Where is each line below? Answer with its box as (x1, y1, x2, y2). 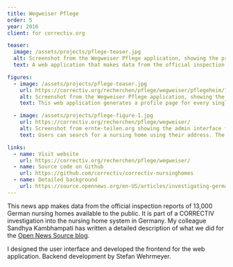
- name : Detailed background (13, 176, 98, 184)
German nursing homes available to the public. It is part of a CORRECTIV (7, 209, 215, 217)
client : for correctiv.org (7, 29, 85, 37)
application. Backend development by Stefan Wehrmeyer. (7, 252, 171, 260)
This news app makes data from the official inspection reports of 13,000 (7, 202, 213, 210)
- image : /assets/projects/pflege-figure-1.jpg (13, 112, 154, 119)
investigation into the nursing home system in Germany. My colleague (7, 216, 207, 225)
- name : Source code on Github (13, 164, 104, 171)
